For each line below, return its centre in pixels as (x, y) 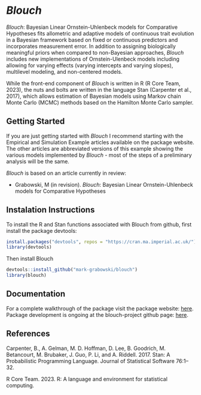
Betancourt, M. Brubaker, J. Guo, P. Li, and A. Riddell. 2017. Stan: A (88, 354)
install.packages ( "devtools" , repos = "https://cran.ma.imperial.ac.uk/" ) (101, 242)
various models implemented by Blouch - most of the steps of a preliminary (99, 155)
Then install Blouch (30, 259)
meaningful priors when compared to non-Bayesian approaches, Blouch (95, 52)
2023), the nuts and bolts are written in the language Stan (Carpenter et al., (99, 89)
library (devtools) (29, 247)
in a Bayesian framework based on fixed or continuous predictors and (92, 40)
